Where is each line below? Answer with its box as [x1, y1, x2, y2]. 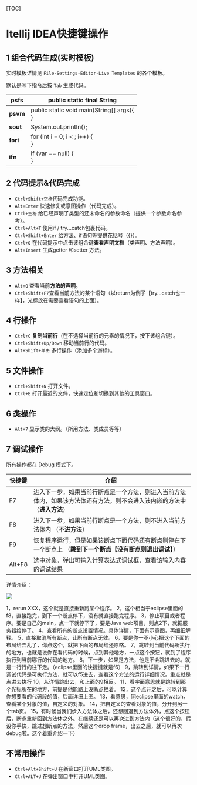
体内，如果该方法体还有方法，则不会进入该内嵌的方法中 [33, 496, 186, 505]
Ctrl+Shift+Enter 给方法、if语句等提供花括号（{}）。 [14, 232, 141, 239]
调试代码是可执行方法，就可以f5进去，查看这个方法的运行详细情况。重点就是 [6, 670, 191, 678]
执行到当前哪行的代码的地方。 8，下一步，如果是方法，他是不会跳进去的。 [6, 656, 186, 663]
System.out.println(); [30, 123, 87, 131]
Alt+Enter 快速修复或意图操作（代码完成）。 [14, 202, 120, 209]
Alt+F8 [9, 560, 28, 568]
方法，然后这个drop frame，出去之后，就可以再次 [62, 722, 182, 729]
